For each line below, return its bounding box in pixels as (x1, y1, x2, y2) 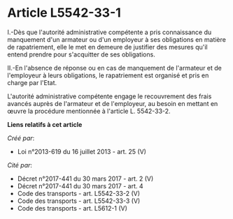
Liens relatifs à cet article (7, 120, 83, 128)
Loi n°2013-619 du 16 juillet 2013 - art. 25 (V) (17, 147, 147, 156)
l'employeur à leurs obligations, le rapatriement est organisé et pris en (7, 71, 209, 80)
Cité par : (7, 160, 33, 169)
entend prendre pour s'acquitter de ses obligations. (7, 50, 155, 59)
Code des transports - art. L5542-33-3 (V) (17, 197, 141, 205)
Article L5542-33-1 (7, 5, 121, 21)
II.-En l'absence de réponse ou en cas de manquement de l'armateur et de (7, 63, 222, 72)
